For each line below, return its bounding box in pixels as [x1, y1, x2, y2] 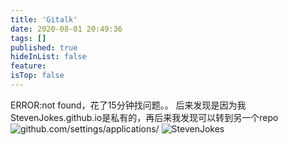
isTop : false [10, 71, 65, 81]
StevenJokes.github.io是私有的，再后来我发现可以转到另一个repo [10, 111, 279, 123]
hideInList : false [10, 52, 87, 62]
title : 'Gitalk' [10, 14, 78, 25]
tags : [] [10, 33, 47, 43]
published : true [10, 42, 78, 53]
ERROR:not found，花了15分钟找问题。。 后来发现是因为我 [10, 99, 247, 111]
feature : [10, 61, 47, 71]
